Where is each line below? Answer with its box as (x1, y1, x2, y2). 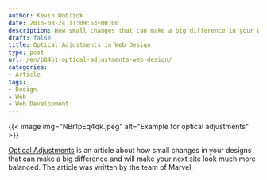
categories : (8, 63, 48, 71)
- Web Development (8, 100, 69, 108)
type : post (8, 48, 44, 56)
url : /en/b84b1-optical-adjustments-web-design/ (8, 56, 172, 64)
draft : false (8, 33, 52, 42)
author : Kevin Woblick (8, 11, 83, 20)
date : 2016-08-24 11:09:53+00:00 (8, 19, 119, 27)
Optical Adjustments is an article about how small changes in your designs (8, 146, 252, 155)
